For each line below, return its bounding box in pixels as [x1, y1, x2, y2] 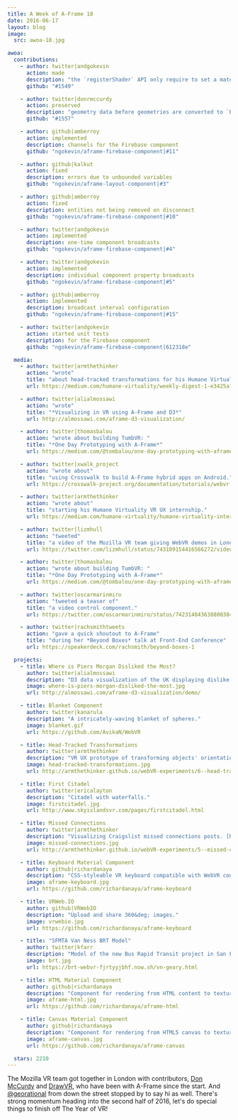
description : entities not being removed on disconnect [25, 207, 195, 214]
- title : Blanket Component [20, 702, 103, 710]
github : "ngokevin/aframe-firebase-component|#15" [25, 311, 179, 318]
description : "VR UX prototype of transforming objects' [25, 754, 198, 762]
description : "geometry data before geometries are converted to [25, 109, 223, 116]
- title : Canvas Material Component [20, 1016, 129, 1023]
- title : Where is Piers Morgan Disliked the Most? [20, 663, 176, 670]
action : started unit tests [25, 330, 110, 337]
